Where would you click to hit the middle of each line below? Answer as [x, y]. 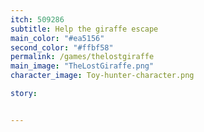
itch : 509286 [37, 19]
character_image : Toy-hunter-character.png [102, 76]
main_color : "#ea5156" [57, 38]
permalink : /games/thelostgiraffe [82, 57]
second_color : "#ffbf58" [62, 47]
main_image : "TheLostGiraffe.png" [82, 66]
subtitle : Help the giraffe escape [84, 29]
